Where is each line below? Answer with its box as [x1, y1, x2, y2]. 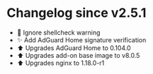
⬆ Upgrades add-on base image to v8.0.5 [16, 51, 140, 59]
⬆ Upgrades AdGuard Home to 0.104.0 [16, 44, 132, 52]
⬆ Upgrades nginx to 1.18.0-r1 [16, 58, 105, 67]
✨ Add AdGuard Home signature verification [16, 35, 147, 44]
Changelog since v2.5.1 [6, 5, 147, 21]
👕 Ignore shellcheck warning [16, 28, 101, 37]
